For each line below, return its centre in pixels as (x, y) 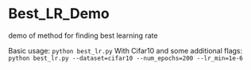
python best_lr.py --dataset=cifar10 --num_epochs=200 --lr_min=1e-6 (126, 58)
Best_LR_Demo (59, 14)
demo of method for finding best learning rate (83, 35)
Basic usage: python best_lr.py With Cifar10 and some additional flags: (125, 50)
